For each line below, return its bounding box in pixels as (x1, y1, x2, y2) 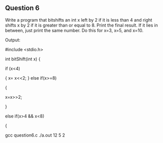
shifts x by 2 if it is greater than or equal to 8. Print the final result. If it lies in (5, 22, 158, 28)
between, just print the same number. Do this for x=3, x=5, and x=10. (5, 27, 144, 33)
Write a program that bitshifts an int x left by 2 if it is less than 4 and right (5, 17, 152, 23)
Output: (5, 37, 21, 43)
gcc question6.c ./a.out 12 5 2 (5, 132, 65, 138)
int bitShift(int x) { (5, 56, 41, 62)
